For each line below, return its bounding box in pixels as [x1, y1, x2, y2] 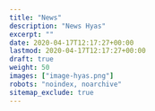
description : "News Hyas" [9, 21, 106, 30]
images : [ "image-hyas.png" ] [9, 72, 115, 81]
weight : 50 [9, 64, 50, 73]
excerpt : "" [9, 30, 54, 38]
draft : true [9, 55, 54, 64]
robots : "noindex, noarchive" [9, 80, 123, 89]
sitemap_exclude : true [9, 88, 94, 97]
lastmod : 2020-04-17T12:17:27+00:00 [9, 47, 146, 55]
